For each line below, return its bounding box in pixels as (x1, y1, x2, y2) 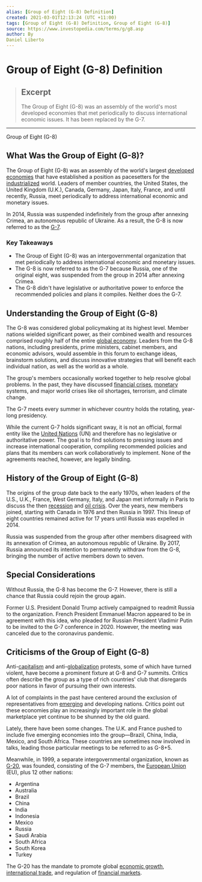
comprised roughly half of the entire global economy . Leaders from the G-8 (6, 336, 194, 344)
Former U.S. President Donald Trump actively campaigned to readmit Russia (6, 604, 195, 611)
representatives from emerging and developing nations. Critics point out (6, 700, 185, 707)
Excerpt (20, 87, 51, 97)
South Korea (14, 845, 46, 852)
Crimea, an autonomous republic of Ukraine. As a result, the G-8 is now (6, 217, 183, 224)
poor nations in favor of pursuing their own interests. (6, 682, 136, 689)
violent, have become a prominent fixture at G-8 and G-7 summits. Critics (6, 669, 188, 677)
